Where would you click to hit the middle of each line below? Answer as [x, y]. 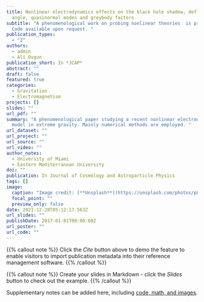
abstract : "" [23, 68]
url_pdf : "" [21, 114]
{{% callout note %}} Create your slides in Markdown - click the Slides [94, 274]
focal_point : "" [32, 198]
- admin [22, 52]
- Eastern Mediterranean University [58, 165]
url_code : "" [23, 232]
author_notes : [24, 153]
